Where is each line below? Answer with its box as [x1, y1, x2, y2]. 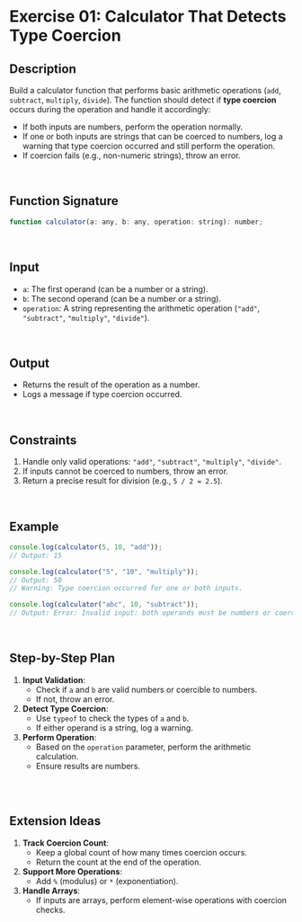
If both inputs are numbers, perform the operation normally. [22, 121, 244, 132]
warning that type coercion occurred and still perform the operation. [22, 141, 276, 151]
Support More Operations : [22, 865, 123, 877]
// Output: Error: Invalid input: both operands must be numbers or [9, 608, 271, 617]
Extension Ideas [9, 813, 102, 829]
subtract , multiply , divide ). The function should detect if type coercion [9, 94, 277, 105]
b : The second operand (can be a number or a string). [22, 293, 222, 304]
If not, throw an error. [35, 694, 115, 705]
